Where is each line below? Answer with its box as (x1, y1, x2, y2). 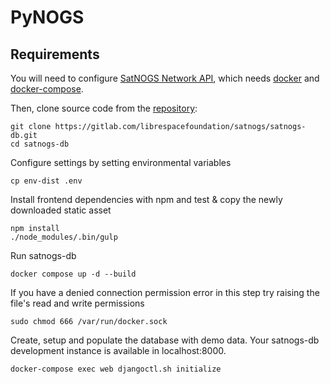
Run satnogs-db (10, 250, 77, 261)
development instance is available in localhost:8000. (10, 345, 227, 356)
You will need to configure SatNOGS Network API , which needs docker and (10, 72, 320, 84)
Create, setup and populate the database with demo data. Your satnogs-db (10, 334, 320, 346)
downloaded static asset (10, 204, 112, 216)
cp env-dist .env (10, 176, 83, 186)
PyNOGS (10, 6, 85, 29)
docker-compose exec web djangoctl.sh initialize (10, 364, 222, 374)
